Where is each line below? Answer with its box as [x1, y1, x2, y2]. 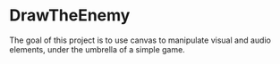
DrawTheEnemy [9, 5, 131, 26]
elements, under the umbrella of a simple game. [9, 44, 185, 54]
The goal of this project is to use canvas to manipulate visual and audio [9, 35, 271, 45]
